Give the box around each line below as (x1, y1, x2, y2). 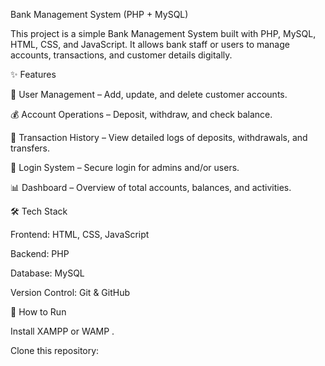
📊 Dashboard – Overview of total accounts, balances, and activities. (10, 182, 292, 193)
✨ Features (10, 69, 57, 80)
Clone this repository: (10, 345, 100, 356)
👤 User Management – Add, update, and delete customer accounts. (10, 89, 288, 100)
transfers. (10, 142, 50, 154)
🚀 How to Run (10, 306, 67, 318)
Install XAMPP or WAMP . (10, 325, 115, 337)
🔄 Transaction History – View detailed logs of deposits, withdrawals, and (10, 132, 308, 143)
